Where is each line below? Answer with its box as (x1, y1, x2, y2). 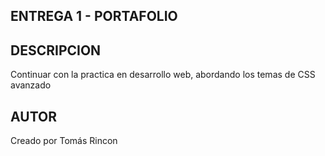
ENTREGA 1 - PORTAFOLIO (10, 8, 178, 25)
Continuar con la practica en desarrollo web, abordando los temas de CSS (10, 69, 316, 81)
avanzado (10, 79, 52, 91)
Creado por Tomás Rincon (10, 135, 118, 147)
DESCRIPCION (10, 42, 102, 59)
